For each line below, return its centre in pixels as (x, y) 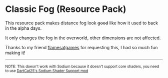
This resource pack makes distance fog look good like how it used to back (82, 23)
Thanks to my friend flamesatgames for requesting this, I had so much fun (81, 47)
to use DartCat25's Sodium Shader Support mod (47, 71)
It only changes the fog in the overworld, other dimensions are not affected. (83, 38)
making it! (15, 53)
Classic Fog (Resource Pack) (66, 9)
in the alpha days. (23, 28)
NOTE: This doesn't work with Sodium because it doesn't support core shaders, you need (82, 66)
